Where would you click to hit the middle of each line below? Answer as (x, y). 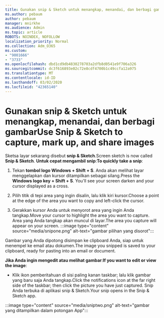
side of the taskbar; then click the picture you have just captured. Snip (83, 285)
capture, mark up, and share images (80, 142)
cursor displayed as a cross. (41, 186)
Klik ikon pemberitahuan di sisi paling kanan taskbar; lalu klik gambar (82, 275)
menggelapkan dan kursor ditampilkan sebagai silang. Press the (76, 176)
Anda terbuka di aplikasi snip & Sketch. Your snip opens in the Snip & (81, 291)
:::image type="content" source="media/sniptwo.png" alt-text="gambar (77, 305)
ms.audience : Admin (25, 28)
